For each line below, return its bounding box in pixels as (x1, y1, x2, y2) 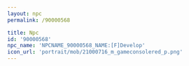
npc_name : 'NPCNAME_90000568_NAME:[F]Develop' (7, 42, 146, 49)
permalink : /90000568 (7, 17, 71, 24)
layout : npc (7, 10, 42, 17)
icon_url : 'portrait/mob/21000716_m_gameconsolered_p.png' (7, 49, 183, 56)
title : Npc (7, 29, 39, 36)
